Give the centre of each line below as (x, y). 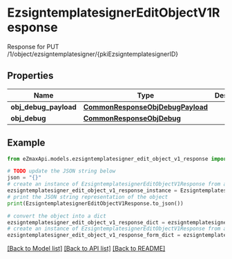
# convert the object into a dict (57, 216)
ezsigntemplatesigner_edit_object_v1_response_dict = (86, 222)
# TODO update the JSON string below (61, 171)
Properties (30, 76)
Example (26, 143)
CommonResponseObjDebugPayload (146, 107)
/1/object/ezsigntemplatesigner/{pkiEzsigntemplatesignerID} (93, 54)
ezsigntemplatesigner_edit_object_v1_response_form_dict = (94, 235)
